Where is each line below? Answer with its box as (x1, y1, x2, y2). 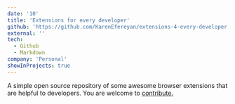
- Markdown (13, 50, 46, 57)
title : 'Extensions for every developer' (7, 17, 130, 24)
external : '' (7, 29, 46, 37)
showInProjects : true (7, 62, 71, 69)
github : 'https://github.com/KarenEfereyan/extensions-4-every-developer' (7, 23, 231, 30)
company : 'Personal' (7, 56, 68, 63)
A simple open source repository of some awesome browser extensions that (7, 81, 228, 89)
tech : (7, 36, 23, 43)
